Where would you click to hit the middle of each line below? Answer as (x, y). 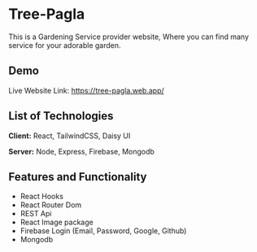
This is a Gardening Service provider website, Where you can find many (129, 37)
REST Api (36, 214)
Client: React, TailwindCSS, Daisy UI (70, 136)
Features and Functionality (78, 177)
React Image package (57, 222)
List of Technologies (61, 116)
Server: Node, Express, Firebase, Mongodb (81, 151)
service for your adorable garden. (65, 45)
